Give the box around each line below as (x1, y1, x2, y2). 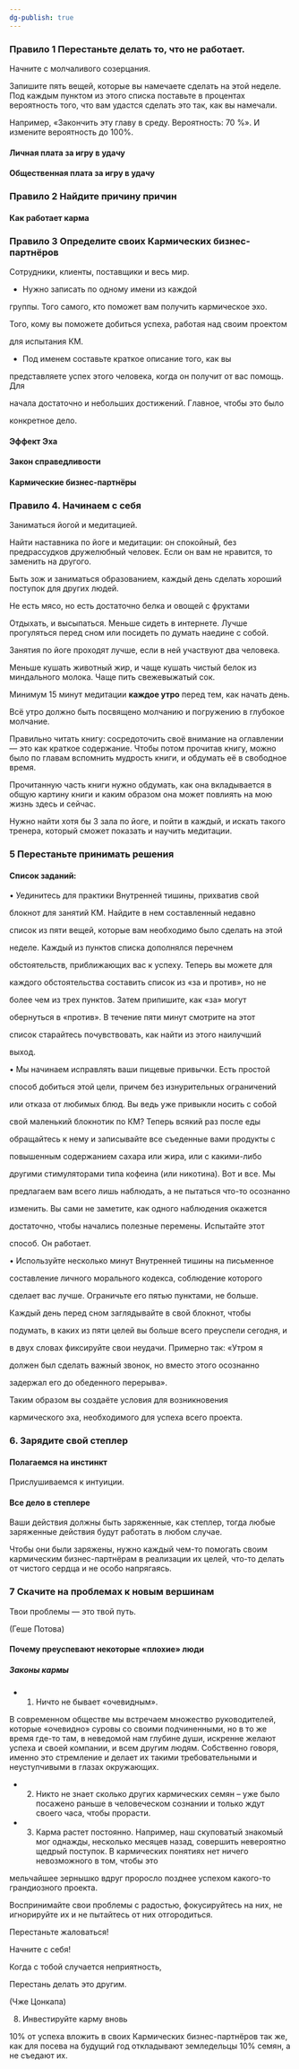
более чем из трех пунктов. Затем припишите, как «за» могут (9, 994, 247, 1006)
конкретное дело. (9, 415, 78, 426)
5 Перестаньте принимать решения (9, 848, 175, 860)
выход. (9, 1047, 36, 1058)
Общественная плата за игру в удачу (9, 168, 155, 179)
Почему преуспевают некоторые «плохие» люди (9, 1644, 204, 1655)
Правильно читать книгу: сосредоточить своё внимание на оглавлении (9, 734, 284, 744)
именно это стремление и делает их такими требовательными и (9, 1752, 258, 1763)
